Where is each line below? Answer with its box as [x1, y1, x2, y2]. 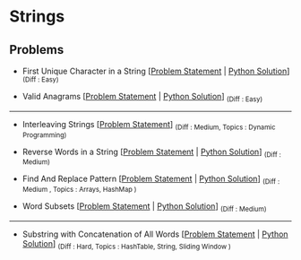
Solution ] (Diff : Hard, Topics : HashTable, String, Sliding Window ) [21, 238, 231, 251]
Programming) [21, 130, 67, 140]
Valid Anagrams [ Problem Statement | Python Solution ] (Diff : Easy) [21, 91, 263, 104]
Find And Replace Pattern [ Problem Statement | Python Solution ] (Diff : [21, 173, 280, 186]
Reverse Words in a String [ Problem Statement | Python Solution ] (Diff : [21, 146, 282, 159]
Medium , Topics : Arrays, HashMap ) [21, 186, 137, 195]
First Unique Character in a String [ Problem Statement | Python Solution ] [21, 65, 290, 76]
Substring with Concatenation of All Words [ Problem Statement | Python [21, 229, 288, 239]
